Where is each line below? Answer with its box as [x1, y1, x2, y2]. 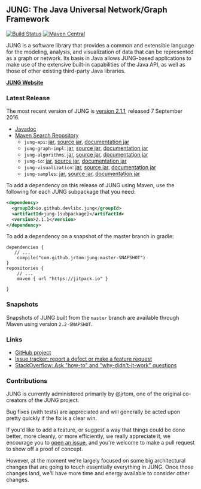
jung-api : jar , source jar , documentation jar [23, 138, 130, 146]
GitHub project [14, 349, 51, 356]
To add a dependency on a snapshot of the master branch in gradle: [6, 233, 174, 240]
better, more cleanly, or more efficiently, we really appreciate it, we [6, 433, 170, 440]
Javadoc [14, 125, 37, 133]
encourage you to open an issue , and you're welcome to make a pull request [6, 439, 195, 446]
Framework [6, 14, 50, 25]
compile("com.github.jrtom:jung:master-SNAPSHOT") [17, 255, 146, 261]
